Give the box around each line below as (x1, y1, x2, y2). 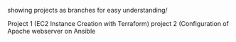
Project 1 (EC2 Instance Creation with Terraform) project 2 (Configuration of (7, 20, 230, 27)
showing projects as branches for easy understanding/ (7, 6, 168, 14)
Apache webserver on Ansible (7, 27, 96, 35)
